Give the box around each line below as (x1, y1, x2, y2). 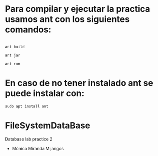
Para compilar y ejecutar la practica (5, 3, 151, 15)
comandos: (5, 24, 52, 35)
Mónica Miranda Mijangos (12, 145, 64, 151)
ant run (5, 61, 21, 66)
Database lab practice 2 (5, 136, 53, 142)
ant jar (5, 52, 21, 58)
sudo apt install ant (5, 104, 49, 109)
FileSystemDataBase (5, 120, 90, 131)
